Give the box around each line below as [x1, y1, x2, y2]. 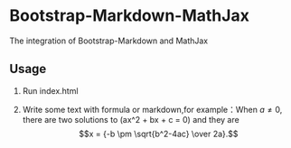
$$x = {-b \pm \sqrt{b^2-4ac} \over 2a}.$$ [78, 128, 239, 139]
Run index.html [22, 85, 79, 96]
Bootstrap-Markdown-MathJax [9, 5, 250, 26]
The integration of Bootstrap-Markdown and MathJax [9, 35, 209, 46]
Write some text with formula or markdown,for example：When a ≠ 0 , [22, 104, 283, 115]
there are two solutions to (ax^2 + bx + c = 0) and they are [22, 114, 239, 125]
